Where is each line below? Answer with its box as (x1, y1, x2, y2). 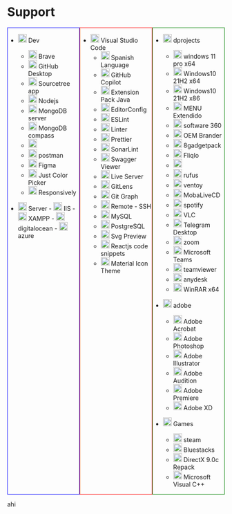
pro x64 (173, 59, 195, 68)
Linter (110, 125, 128, 134)
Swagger (110, 155, 137, 163)
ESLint (110, 115, 130, 123)
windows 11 (183, 52, 216, 60)
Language (100, 60, 130, 69)
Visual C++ (173, 480, 205, 488)
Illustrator (173, 359, 200, 367)
